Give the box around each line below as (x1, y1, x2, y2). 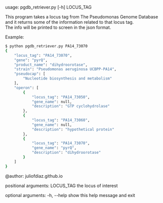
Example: (5, 34, 24, 40)
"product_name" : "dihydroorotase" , (14, 62, 88, 67)
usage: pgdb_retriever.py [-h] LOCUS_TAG (5, 4, 92, 10)
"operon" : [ (14, 85, 39, 90)
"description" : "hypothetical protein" (31, 127, 114, 132)
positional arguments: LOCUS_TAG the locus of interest (5, 183, 118, 189)
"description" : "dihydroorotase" (31, 150, 101, 155)
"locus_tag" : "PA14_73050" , (31, 95, 90, 100)
